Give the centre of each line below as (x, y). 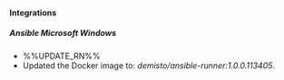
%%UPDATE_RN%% (62, 56)
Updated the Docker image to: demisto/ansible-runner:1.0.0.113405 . (148, 65)
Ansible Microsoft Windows (63, 33)
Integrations (33, 13)
